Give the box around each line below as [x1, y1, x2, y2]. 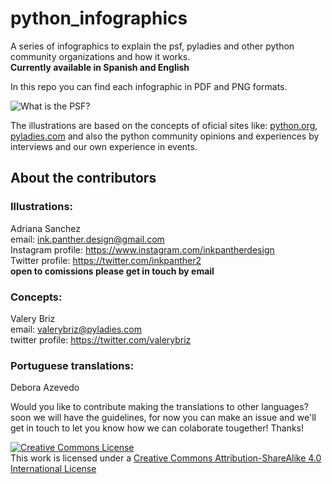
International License [10, 463, 97, 475]
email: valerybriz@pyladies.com [10, 323, 143, 335]
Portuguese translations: [10, 358, 135, 372]
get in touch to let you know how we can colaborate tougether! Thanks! [10, 422, 305, 434]
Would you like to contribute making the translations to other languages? [10, 401, 309, 413]
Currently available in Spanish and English [10, 61, 190, 73]
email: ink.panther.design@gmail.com [10, 233, 165, 245]
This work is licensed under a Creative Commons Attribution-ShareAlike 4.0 [10, 452, 322, 464]
